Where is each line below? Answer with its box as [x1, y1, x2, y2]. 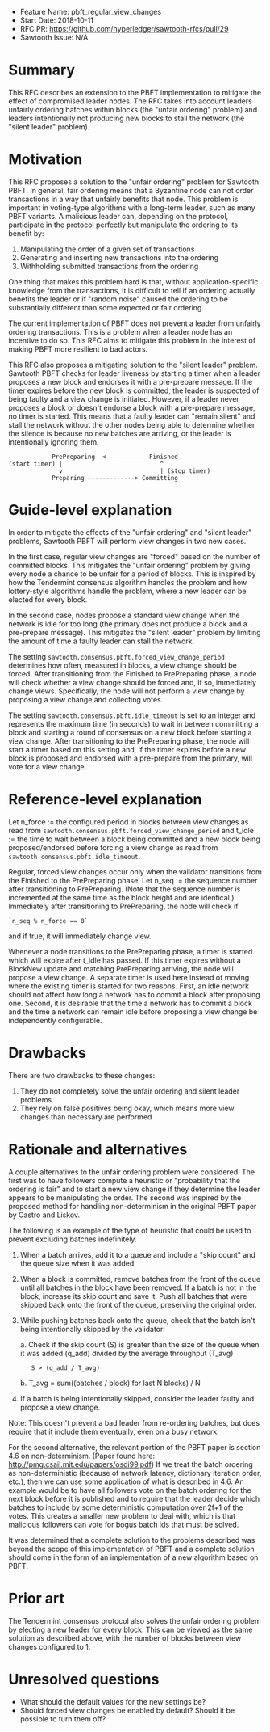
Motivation [8, 150, 83, 169]
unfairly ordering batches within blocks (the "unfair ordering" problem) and [8, 104, 258, 114]
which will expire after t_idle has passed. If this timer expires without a [8, 955, 242, 965]
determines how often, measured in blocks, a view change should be [8, 660, 238, 670]
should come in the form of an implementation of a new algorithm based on [8, 1552, 259, 1562]
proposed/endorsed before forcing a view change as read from [8, 842, 218, 852]
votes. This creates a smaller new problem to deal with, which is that [8, 1511, 236, 1520]
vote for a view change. [8, 761, 87, 771]
